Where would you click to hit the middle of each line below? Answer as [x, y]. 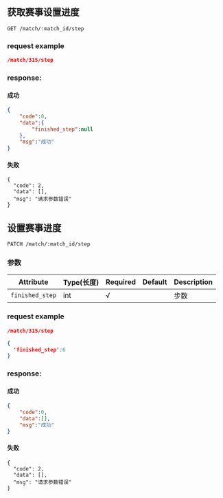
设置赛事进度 [34, 228]
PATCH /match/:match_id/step [49, 244]
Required [120, 282]
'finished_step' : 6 [40, 349]
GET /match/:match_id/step [46, 29]
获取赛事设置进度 [43, 12]
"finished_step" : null [63, 129]
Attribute [33, 282]
